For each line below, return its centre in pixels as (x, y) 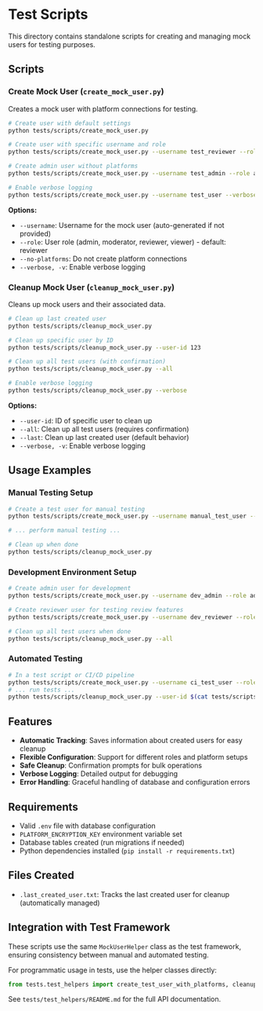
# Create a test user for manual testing (77, 509)
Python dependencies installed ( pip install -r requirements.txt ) (127, 851)
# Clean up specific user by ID (61, 340)
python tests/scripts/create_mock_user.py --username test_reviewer (122, 152)
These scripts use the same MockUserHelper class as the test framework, (124, 946)
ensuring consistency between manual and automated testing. (108, 954)
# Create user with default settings (70, 123)
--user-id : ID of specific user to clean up (86, 420)
